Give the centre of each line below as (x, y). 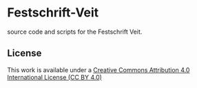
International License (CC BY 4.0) (54, 77)
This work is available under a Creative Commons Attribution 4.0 (98, 69)
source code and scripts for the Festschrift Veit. (75, 32)
